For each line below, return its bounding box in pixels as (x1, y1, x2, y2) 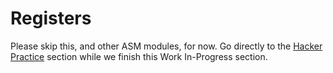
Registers (10, 7, 92, 30)
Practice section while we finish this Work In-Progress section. (10, 50, 268, 62)
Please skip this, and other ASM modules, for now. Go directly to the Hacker (10, 40, 323, 52)
